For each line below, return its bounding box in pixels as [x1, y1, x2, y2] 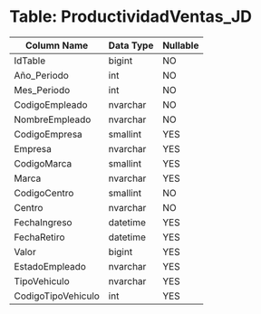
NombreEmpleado [14, 113, 92, 126]
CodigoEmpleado [14, 98, 88, 110]
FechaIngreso [14, 215, 72, 228]
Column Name [25, 39, 89, 52]
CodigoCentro [14, 186, 74, 199]
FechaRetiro [14, 231, 65, 243]
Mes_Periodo [14, 83, 71, 96]
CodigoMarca [14, 157, 72, 169]
